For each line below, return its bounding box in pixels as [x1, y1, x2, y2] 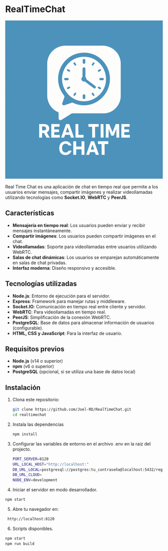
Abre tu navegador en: [12, 506, 59, 512]
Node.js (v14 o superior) [12, 358, 63, 364]
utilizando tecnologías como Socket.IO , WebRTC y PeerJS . [5, 194, 127, 200]
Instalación [5, 383, 41, 392]
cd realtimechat [12, 412, 46, 417]
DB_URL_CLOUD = [12, 472, 42, 478]
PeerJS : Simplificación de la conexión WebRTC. [12, 314, 111, 320]
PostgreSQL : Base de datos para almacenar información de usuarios [12, 319, 154, 325]
